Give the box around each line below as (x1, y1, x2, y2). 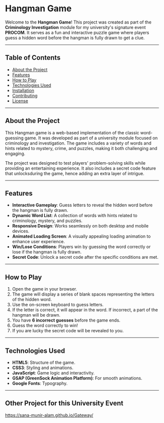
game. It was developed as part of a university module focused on (24, 135, 158, 141)
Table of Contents (5, 53, 61, 62)
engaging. (5, 150, 25, 156)
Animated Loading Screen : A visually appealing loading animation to (12, 233, 151, 239)
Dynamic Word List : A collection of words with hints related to (12, 213, 138, 219)
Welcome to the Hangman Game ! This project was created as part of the (5, 19, 152, 25)
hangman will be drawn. (12, 312, 61, 318)
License (12, 98, 28, 103)
